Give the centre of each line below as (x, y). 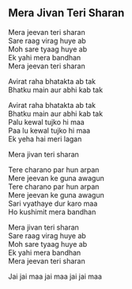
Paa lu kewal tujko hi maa (49, 130)
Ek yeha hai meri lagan (45, 139)
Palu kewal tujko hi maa (46, 121)
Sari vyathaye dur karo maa (53, 203)
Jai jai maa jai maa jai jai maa (55, 276)
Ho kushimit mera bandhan (52, 212)
